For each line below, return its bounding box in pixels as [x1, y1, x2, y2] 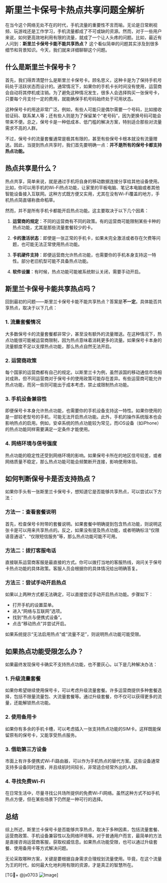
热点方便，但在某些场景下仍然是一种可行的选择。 [5, 796, 105, 802]
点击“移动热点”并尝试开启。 [12, 621, 69, 627]
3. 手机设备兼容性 [5, 395, 47, 402]
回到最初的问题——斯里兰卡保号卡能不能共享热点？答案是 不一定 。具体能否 [5, 298, 158, 304]
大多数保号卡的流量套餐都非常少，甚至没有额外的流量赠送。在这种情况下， [5, 331, 158, 337]
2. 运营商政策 [5, 357, 37, 364]
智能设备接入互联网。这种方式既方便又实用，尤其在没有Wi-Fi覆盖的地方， [5, 190, 156, 197]
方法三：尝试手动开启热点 [5, 579, 67, 586]
